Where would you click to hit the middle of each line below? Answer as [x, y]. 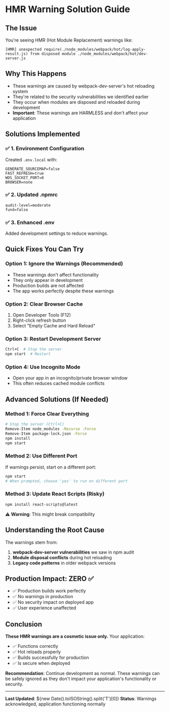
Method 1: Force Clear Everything [47, 413]
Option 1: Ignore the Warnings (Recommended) [64, 264]
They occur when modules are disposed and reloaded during [76, 102]
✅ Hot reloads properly [37, 652]
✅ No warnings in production [43, 597]
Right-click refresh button [39, 320]
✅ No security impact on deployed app [53, 602]
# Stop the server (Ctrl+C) [35, 424]
